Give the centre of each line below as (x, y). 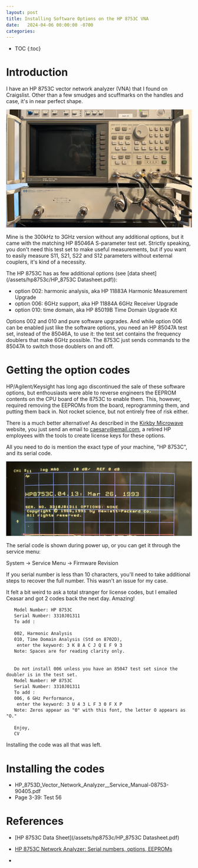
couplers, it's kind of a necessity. (46, 262)
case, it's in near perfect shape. (45, 101)
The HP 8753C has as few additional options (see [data (73, 273)
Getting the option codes (68, 370)
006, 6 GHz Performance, (44, 699)
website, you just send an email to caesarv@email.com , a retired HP (89, 429)
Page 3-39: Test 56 (38, 798)
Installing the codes (55, 769)
